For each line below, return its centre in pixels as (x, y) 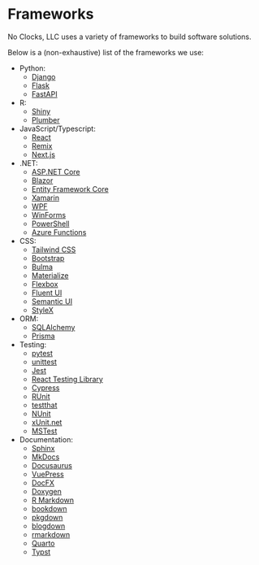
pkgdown (47, 517)
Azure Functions (59, 232)
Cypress (45, 388)
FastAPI (44, 93)
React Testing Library (67, 379)
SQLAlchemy (53, 327)
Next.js (43, 154)
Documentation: (46, 439)
